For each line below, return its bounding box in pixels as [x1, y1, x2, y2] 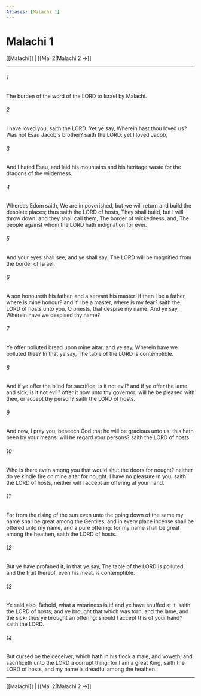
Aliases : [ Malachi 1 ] [6, 8, 60, 15]
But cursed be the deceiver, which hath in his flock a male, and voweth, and [6, 653, 193, 660]
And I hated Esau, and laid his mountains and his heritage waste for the [6, 163, 181, 171]
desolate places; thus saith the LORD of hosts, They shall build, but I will [6, 208, 184, 216]
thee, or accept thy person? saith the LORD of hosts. [6, 395, 136, 403]
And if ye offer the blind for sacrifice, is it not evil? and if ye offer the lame [6, 382, 188, 390]
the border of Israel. [6, 260, 56, 267]
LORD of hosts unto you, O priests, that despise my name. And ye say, [6, 305, 179, 312]
